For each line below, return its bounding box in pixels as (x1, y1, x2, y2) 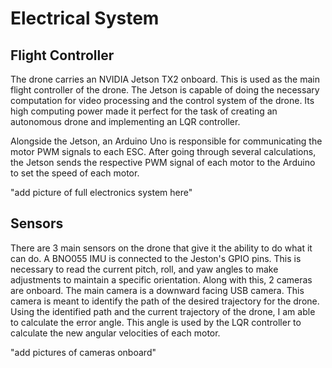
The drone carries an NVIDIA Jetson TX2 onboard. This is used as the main (10, 73, 320, 85)
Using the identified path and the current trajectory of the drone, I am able (10, 305, 316, 317)
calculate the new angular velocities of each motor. (10, 327, 221, 339)
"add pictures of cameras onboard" (10, 346, 157, 358)
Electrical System (10, 7, 160, 30)
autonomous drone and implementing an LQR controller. (10, 116, 241, 127)
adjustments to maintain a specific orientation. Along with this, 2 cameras (10, 273, 313, 286)
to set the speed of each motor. (10, 167, 140, 179)
